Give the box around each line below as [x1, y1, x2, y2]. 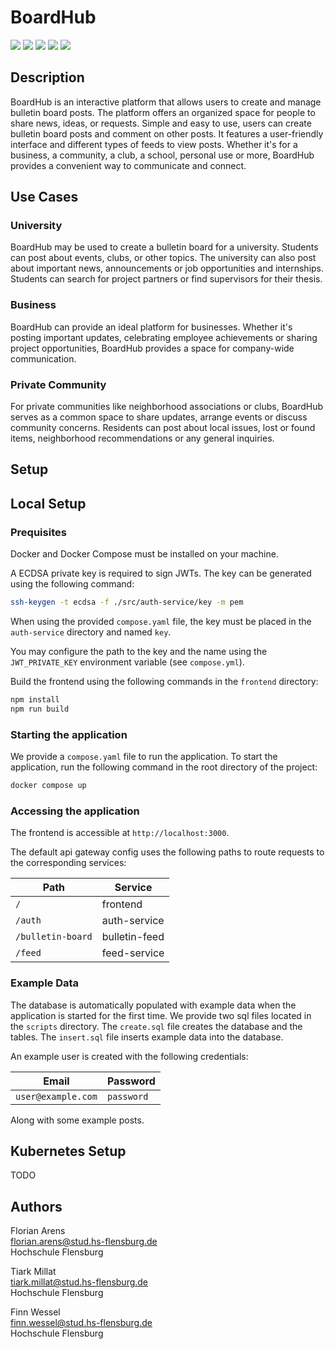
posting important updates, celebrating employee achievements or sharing [10, 331, 318, 343]
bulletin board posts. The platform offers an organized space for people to [10, 106, 316, 118]
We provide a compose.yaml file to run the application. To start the [10, 751, 278, 763]
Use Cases [10, 189, 79, 206]
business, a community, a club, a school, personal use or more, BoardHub [10, 149, 315, 161]
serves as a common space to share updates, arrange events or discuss [10, 411, 308, 423]
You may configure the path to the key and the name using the [10, 645, 268, 657]
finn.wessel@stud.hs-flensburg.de [10, 1317, 153, 1329]
